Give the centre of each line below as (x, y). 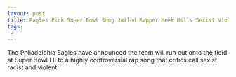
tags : (15, 26)
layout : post (26, 14)
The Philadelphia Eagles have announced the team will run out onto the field (117, 53)
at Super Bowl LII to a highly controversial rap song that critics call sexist (112, 60)
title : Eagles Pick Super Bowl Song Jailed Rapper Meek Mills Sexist (111, 20)
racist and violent (32, 67)
